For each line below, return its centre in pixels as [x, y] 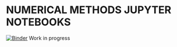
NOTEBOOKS [38, 22]
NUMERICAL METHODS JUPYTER [89, 10]
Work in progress [49, 38]
